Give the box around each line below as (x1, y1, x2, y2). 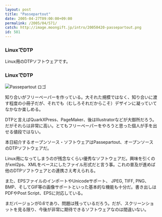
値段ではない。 (13, 129, 44, 134)
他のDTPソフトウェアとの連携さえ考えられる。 (5, 167, 98, 173)
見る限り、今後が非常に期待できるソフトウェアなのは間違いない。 (17, 206, 149, 212)
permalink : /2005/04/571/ (5, 20, 57, 26)
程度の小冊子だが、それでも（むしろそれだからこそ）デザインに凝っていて (9, 100, 157, 106)
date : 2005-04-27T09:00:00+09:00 (5, 16, 73, 21)
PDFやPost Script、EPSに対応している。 (5, 190, 86, 196)
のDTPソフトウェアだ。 (5, 145, 52, 151)
